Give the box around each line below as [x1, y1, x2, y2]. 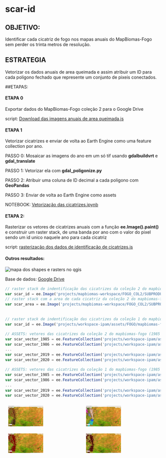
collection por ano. [5, 143, 43, 149]
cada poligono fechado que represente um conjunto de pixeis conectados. [5, 74, 157, 80]
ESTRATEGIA [5, 56, 46, 64]
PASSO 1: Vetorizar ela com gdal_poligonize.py [5, 168, 102, 174]
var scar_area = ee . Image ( [5, 302, 61, 307]
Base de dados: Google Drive [5, 276, 65, 282]
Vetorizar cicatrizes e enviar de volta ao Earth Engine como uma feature [5, 138, 152, 144]
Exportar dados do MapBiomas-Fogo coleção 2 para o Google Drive [5, 106, 144, 112]
